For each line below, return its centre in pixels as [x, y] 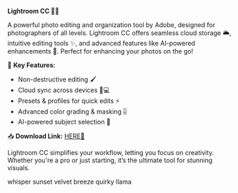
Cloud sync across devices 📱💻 [64, 90]
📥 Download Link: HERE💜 [46, 136]
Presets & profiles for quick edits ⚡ [69, 101]
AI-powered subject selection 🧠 [64, 122]
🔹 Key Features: [31, 65]
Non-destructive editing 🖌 [57, 79]
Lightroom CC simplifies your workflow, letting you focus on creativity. [111, 153]
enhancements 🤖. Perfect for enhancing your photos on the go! [100, 51]
